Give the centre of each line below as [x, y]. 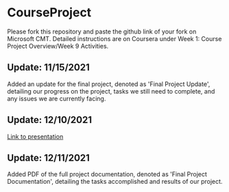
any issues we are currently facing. [57, 98]
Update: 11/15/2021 [49, 67]
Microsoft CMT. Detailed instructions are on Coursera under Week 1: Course [114, 38]
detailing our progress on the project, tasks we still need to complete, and [111, 91]
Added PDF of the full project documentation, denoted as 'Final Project [107, 174]
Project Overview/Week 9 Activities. [58, 46]
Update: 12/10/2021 [50, 120]
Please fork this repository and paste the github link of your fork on [102, 31]
